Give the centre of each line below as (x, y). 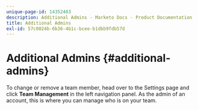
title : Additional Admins (39, 23)
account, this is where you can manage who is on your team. (82, 100)
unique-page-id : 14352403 (39, 12)
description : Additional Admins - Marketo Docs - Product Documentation (99, 17)
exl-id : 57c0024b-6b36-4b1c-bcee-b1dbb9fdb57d (66, 29)
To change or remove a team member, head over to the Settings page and (98, 88)
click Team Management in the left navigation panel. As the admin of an (96, 94)
